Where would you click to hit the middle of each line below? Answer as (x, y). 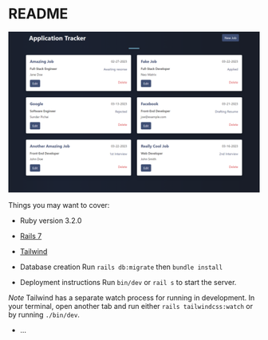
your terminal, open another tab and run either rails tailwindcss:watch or (131, 306)
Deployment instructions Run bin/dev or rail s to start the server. (128, 282)
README (38, 14)
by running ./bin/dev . (44, 315)
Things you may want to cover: (59, 205)
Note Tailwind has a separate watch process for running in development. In (132, 297)
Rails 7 (31, 236)
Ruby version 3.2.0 (51, 221)
